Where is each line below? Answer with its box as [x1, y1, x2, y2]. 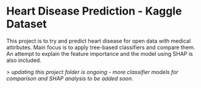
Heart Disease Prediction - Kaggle [6, 4, 182, 18]
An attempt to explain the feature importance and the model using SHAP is [6, 50, 193, 57]
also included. [6, 56, 41, 64]
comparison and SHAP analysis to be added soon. [6, 75, 134, 82]
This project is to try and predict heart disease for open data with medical [6, 37, 191, 44]
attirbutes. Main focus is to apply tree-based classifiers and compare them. [6, 44, 196, 51]
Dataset [6, 17, 47, 31]
